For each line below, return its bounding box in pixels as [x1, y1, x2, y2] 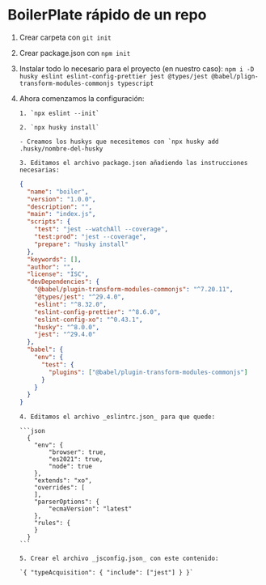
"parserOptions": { [34, 498, 100, 507]
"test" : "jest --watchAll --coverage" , [34, 225, 169, 234]
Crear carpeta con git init [19, 32, 112, 42]
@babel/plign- [211, 72, 260, 80]
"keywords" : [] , [27, 255, 82, 264]
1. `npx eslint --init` [19, 109, 100, 117]
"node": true [49, 463, 92, 471]
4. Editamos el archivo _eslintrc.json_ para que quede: [19, 413, 216, 422]
